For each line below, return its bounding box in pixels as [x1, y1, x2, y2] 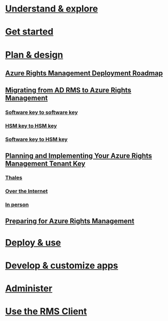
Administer [5, 283, 53, 294]
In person [5, 201, 29, 208]
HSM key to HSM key [5, 123, 57, 130]
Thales [5, 174, 23, 181]
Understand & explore [5, 3, 98, 15]
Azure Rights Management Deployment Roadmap [5, 69, 163, 77]
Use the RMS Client [5, 306, 87, 317]
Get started [5, 26, 54, 38]
